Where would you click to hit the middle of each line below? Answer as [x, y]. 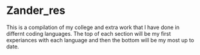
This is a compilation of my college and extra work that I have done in [93, 27]
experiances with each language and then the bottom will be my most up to [100, 40]
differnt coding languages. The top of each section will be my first [89, 33]
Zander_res [36, 11]
